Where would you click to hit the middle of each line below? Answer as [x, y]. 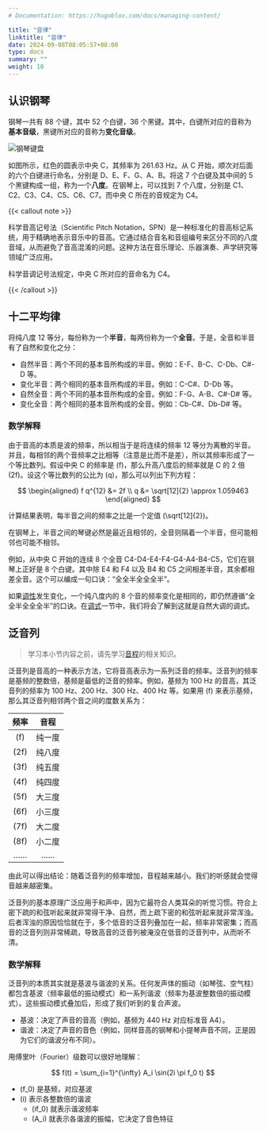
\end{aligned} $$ [133, 499]
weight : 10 [26, 67]
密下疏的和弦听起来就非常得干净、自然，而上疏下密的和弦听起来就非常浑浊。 [133, 912]
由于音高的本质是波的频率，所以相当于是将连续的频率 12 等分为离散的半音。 [132, 444]
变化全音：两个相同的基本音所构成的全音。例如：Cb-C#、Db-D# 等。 [133, 404]
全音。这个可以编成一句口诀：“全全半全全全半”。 [94, 579]
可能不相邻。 [43, 542]
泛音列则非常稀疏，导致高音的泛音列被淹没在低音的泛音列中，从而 [129, 932]
